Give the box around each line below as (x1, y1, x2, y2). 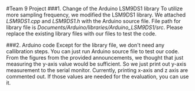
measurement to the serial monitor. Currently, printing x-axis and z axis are (6, 67, 188, 73)
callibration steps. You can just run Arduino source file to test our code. (6, 48, 180, 55)
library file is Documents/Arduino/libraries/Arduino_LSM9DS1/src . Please (6, 24, 183, 31)
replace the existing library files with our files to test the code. (6, 30, 157, 37)
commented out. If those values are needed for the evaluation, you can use (6, 73, 189, 80)
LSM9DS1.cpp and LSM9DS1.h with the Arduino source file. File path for (6, 18, 181, 24)
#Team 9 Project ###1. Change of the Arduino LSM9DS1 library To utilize (6, 5, 183, 12)
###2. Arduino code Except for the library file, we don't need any (6, 41, 165, 48)
